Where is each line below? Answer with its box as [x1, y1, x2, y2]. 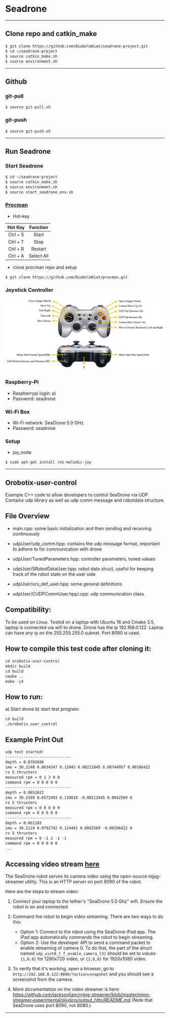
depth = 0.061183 [5, 820, 42, 826]
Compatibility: [5, 605, 52, 614]
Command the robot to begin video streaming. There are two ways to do [12, 913, 163, 920]
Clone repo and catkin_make [5, 29, 97, 38]
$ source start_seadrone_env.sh [5, 190, 73, 195]
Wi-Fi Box [5, 408, 30, 415]
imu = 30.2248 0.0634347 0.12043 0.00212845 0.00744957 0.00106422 [5, 765, 151, 770]
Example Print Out [5, 735, 64, 744]
